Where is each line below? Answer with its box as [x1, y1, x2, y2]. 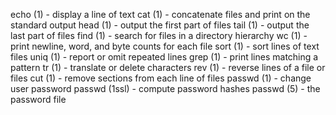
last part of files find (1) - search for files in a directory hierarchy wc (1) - [10, 30, 308, 41]
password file [10, 94, 67, 105]
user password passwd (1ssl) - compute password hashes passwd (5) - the [10, 83, 321, 94]
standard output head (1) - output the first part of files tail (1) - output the [10, 19, 310, 31]
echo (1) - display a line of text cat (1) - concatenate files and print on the [10, 9, 311, 20]
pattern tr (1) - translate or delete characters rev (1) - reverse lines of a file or [10, 62, 326, 73]
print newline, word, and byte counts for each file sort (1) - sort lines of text [10, 40, 320, 52]
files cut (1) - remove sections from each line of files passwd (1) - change [10, 72, 312, 84]
